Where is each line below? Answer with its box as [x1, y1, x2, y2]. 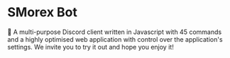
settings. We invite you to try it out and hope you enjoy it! [7, 42, 174, 51]
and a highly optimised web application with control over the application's [7, 35, 223, 43]
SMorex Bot [7, 4, 78, 21]
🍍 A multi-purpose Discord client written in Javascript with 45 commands [7, 28, 222, 36]
